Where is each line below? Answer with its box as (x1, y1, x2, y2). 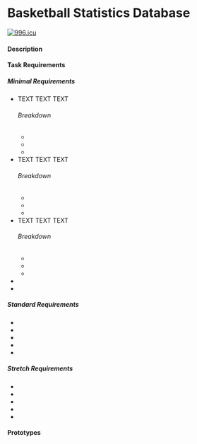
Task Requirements (7, 61, 66, 69)
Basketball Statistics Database (7, 5, 191, 21)
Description (7, 45, 43, 53)
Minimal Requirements (7, 76, 76, 86)
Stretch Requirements (7, 364, 73, 373)
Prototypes (7, 428, 41, 437)
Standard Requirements (7, 300, 79, 309)
